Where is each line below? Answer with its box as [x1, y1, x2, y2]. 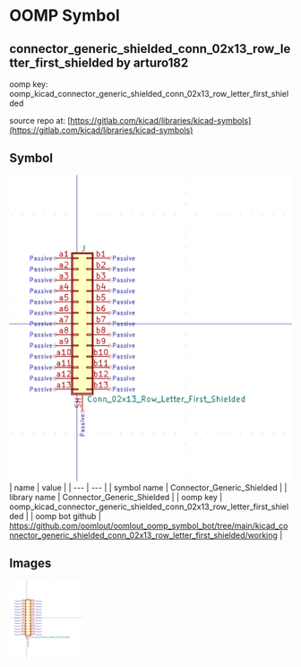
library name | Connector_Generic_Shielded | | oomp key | [9, 491, 223, 502]
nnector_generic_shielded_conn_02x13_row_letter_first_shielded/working [9, 530, 278, 541]
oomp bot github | [35, 510, 101, 521]
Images [9, 556, 52, 571]
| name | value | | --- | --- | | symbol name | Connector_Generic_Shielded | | [9, 481, 288, 493]
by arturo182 [116, 55, 189, 70]
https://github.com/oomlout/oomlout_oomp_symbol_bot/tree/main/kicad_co [9, 520, 288, 531]
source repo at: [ [9, 116, 71, 126]
